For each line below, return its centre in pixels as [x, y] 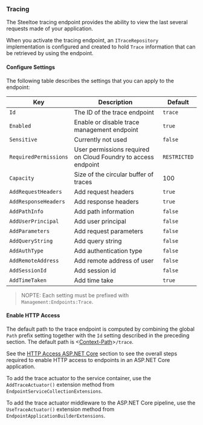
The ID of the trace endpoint [114, 112]
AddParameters [30, 231]
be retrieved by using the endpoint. [50, 53]
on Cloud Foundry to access [114, 157]
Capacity [22, 178]
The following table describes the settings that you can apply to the [90, 81]
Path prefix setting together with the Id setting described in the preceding [98, 335]
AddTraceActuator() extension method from [60, 384]
